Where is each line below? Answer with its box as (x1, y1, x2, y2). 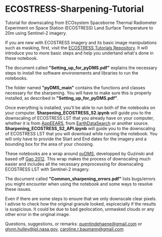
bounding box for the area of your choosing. (5, 141, 94, 147)
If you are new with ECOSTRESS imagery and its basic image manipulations (5, 39, 157, 45)
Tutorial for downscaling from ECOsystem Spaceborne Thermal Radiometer (5, 20, 157, 26)
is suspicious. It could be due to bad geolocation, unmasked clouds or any (5, 206, 155, 212)
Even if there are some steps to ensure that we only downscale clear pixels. (5, 195, 157, 202)
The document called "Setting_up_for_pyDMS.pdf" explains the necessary (5, 65, 158, 71)
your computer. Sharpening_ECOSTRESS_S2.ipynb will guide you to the (5, 109, 151, 116)
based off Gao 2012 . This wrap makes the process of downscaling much (5, 156, 151, 161)
